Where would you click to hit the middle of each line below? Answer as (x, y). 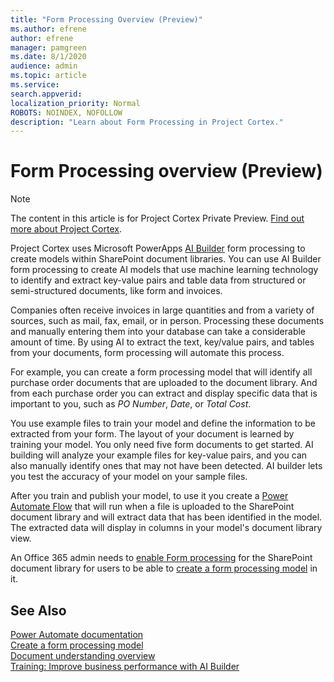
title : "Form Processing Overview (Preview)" (106, 19)
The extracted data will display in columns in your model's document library (166, 528)
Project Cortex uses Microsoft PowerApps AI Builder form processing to (158, 248)
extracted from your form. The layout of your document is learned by (152, 434)
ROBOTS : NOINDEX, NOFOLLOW (66, 112)
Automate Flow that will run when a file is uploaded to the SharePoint (152, 507)
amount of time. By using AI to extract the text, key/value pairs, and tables (162, 342)
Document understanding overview (83, 655)
